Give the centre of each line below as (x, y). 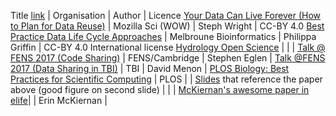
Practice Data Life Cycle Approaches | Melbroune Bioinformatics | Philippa (163, 36)
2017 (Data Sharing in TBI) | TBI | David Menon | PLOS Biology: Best (150, 68)
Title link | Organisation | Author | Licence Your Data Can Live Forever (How (166, 15)
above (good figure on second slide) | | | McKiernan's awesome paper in (160, 89)
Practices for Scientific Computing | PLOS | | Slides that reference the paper (166, 79)
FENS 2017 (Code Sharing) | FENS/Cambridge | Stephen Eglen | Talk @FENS (168, 58)
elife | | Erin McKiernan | (59, 100)
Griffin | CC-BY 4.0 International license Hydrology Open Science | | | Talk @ (168, 47)
